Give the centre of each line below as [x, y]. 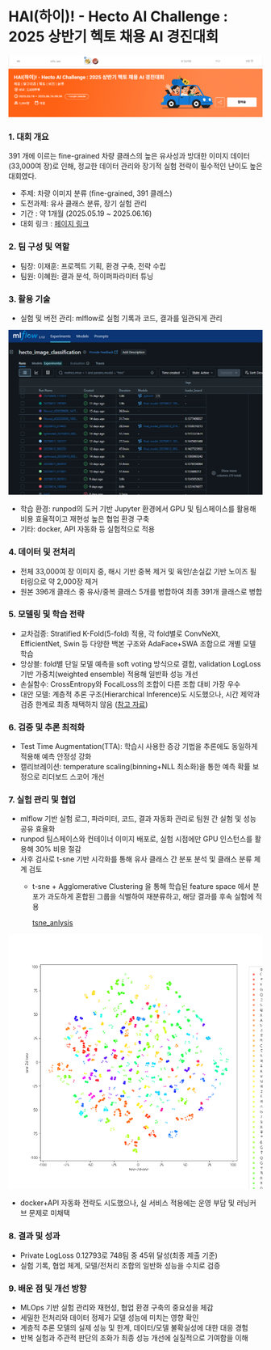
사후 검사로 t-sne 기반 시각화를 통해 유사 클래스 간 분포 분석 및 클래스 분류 [136, 859]
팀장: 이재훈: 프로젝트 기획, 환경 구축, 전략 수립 [93, 266]
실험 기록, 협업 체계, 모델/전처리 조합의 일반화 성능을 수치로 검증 [120, 1265]
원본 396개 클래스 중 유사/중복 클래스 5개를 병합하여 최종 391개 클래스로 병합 [141, 591]
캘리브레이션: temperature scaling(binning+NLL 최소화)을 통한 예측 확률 [135, 767]
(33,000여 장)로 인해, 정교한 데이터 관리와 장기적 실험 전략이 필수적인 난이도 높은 [135, 166]
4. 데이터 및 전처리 [42, 552]
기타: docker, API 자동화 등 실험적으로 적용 [88, 529]
